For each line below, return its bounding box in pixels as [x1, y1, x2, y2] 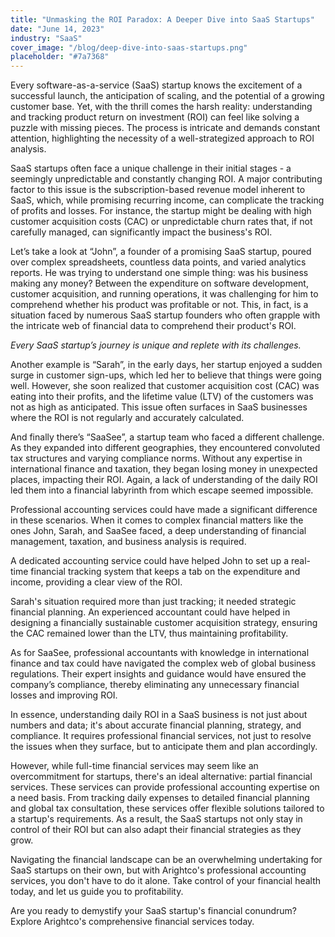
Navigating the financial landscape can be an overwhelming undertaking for [10, 854, 323, 866]
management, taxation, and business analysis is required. [10, 536, 247, 548]
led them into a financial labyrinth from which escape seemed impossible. [10, 484, 314, 496]
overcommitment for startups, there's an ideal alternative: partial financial [10, 771, 313, 783]
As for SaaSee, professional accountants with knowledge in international [10, 647, 310, 659]
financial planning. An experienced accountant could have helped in [10, 606, 291, 618]
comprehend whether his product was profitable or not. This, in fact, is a [10, 299, 309, 311]
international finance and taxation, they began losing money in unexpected [10, 463, 318, 475]
